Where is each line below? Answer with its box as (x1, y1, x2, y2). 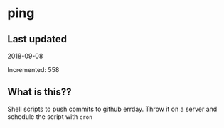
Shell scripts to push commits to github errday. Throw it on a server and (7, 105, 218, 113)
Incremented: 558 (7, 66, 60, 74)
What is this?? (7, 86, 72, 98)
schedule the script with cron (7, 112, 92, 121)
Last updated (7, 33, 68, 45)
